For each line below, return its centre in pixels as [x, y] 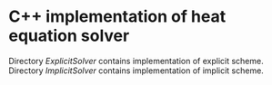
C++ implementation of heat [117, 17]
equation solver [69, 36]
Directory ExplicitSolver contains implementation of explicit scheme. [136, 61]
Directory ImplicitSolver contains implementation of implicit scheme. [136, 71]
